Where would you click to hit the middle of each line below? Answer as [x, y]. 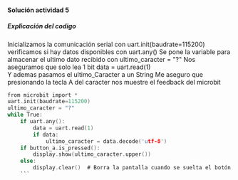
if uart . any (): [43, 122]
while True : [25, 115]
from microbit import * [43, 95]
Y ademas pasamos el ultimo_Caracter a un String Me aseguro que [105, 74]
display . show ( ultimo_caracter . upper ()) [92, 154]
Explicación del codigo [42, 26]
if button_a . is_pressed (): [60, 148]
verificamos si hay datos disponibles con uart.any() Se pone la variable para [119, 52]
